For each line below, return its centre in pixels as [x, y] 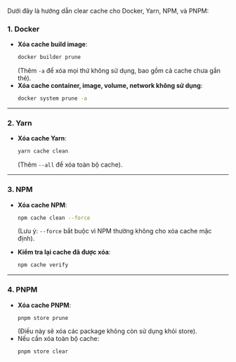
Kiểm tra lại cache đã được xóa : [64, 252]
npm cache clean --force [54, 218]
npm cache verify [43, 265]
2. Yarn [20, 123]
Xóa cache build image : [52, 44]
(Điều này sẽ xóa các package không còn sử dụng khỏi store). [107, 331]
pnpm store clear [43, 351]
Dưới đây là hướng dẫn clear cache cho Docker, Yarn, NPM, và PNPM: [108, 11]
